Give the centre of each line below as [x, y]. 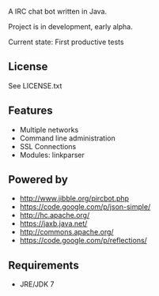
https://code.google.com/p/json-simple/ [85, 207]
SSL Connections [48, 146]
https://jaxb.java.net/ [53, 223]
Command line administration [68, 138]
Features [30, 111]
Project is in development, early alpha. [70, 26]
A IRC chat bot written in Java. [58, 11]
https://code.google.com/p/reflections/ [83, 241]
